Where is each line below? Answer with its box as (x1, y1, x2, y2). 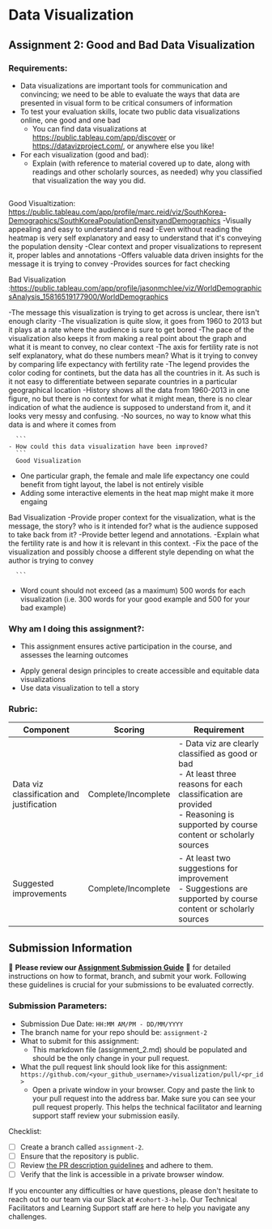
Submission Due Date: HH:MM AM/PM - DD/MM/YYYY (19, 1019, 184, 1028)
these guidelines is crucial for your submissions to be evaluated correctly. (8, 980, 254, 990)
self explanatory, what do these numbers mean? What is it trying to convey (8, 351, 258, 360)
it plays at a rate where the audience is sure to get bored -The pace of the (8, 325, 255, 334)
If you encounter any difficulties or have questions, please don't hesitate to (8, 1185, 258, 1195)
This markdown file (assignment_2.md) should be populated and (32, 1045, 247, 1054)
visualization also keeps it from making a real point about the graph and (8, 333, 247, 343)
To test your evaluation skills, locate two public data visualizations (19, 106, 240, 116)
